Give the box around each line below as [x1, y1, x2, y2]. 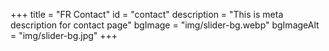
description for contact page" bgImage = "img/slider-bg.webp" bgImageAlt [10, 19, 320, 31]
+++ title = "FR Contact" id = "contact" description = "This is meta [10, 9, 284, 20]
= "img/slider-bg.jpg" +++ [10, 30, 118, 41]
